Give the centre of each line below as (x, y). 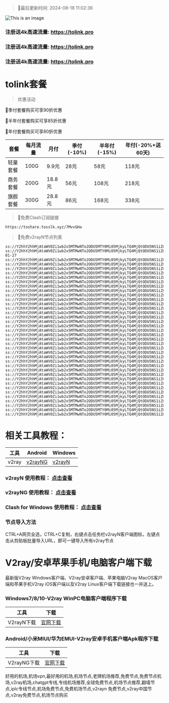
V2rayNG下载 (24, 663)
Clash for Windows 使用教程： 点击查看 (53, 507)
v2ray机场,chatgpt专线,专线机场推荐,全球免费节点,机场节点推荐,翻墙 (81, 682)
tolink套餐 (26, 84)
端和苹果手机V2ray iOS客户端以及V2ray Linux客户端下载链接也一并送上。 (81, 584)
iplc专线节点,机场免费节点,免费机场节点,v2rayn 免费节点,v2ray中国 (79, 689)
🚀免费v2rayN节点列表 (40, 237)
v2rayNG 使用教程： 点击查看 (41, 493)
